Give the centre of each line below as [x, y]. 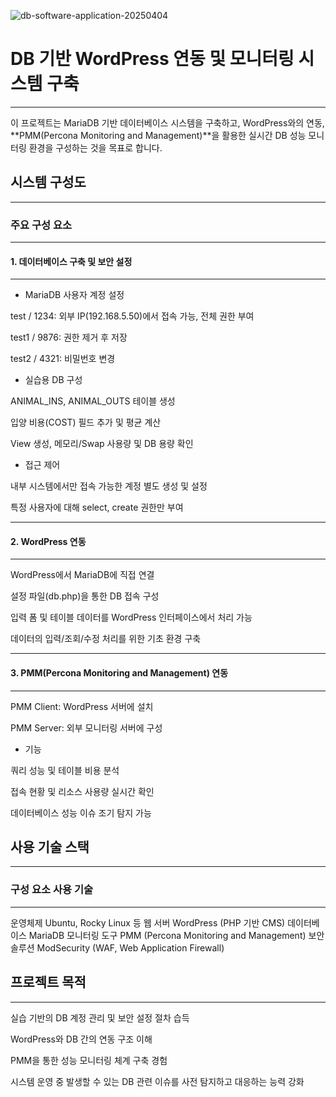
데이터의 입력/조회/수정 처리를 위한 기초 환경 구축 [106, 639]
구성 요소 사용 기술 [52, 890]
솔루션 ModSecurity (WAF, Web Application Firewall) [117, 947]
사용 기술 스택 [50, 847]
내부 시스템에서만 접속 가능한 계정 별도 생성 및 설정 [109, 486]
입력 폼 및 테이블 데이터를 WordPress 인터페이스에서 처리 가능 [131, 617]
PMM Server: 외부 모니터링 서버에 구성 [86, 727]
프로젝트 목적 [48, 982]
